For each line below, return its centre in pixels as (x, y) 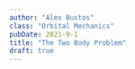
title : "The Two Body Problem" (68, 43)
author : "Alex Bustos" (52, 17)
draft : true (31, 51)
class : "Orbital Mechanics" (62, 26)
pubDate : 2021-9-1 (44, 34)
